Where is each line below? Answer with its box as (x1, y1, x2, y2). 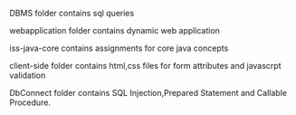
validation (9, 70, 46, 81)
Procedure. (9, 97, 52, 108)
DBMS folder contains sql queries (9, 8, 135, 18)
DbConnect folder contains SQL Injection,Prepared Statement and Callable (9, 88, 288, 98)
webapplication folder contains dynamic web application (9, 25, 220, 35)
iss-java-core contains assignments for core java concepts (9, 43, 229, 53)
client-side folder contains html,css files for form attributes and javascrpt (9, 61, 282, 71)
